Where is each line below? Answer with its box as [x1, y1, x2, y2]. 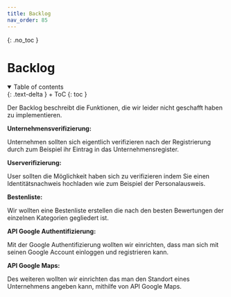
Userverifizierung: [7, 159, 62, 167]
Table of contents [13, 83, 64, 91]
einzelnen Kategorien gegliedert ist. [7, 214, 109, 222]
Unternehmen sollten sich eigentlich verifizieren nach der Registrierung [7, 138, 212, 146]
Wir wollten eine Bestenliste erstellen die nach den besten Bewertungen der [7, 206, 224, 215]
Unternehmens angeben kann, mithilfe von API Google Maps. [7, 282, 182, 291]
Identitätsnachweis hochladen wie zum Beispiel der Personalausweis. [7, 180, 206, 188]
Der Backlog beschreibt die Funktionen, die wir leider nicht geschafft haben [7, 103, 223, 112]
